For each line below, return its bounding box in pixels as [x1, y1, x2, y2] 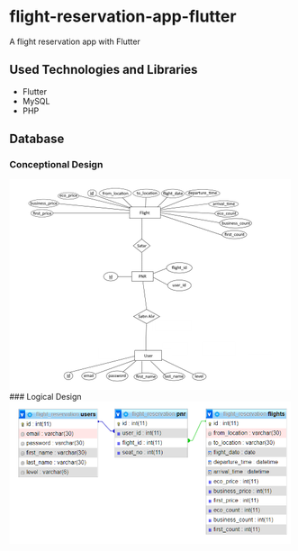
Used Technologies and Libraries [9, 62, 198, 77]
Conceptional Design [9, 158, 104, 171]
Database [9, 131, 65, 147]
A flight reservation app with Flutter [9, 36, 141, 47]
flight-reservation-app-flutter [9, 6, 237, 27]
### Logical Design [9, 392, 83, 402]
